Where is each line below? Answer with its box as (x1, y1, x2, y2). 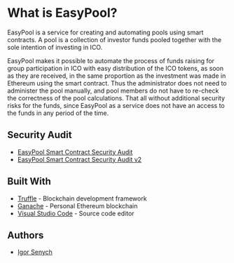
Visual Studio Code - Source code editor (17, 209, 135, 217)
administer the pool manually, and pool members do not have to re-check (7, 86, 219, 95)
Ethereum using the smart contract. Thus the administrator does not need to (7, 79, 227, 87)
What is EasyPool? (7, 5, 118, 21)
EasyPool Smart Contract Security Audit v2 (17, 155, 142, 163)
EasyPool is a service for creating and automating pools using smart (7, 28, 204, 36)
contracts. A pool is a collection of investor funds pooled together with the (7, 35, 222, 43)
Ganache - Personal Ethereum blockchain (17, 201, 138, 210)
